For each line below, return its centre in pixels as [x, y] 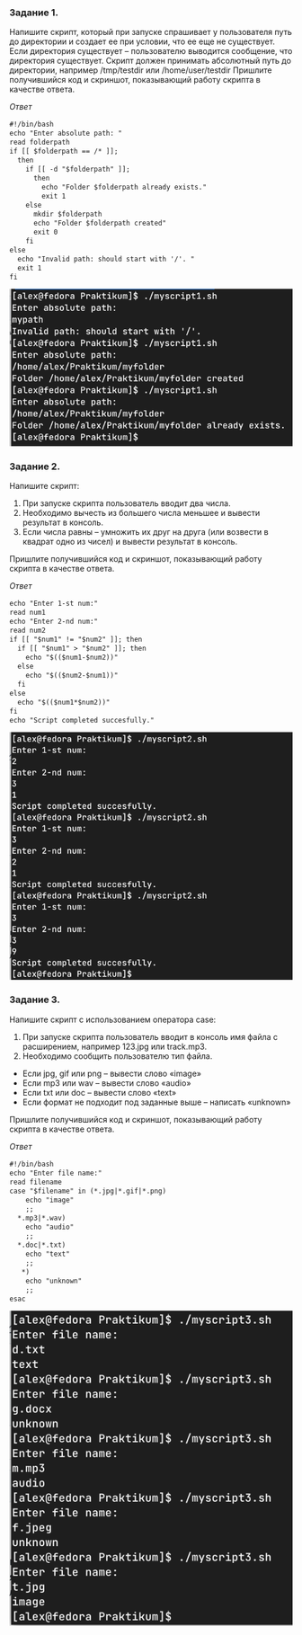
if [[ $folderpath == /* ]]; [64, 151]
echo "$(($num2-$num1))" [72, 676]
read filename [36, 1182]
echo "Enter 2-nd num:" [54, 622]
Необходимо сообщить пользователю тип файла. [117, 1056]
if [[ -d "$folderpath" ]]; [78, 169]
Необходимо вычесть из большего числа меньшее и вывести [141, 513]
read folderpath [40, 142]
